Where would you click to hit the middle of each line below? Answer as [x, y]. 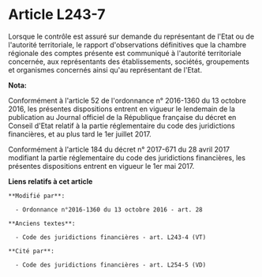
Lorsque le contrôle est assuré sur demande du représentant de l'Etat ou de [131, 36]
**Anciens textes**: [42, 223]
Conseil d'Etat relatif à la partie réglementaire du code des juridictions [122, 125]
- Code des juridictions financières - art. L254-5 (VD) [111, 265]
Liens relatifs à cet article [51, 181]
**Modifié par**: [37, 196]
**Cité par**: [32, 251]
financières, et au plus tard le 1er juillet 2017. [80, 134]
